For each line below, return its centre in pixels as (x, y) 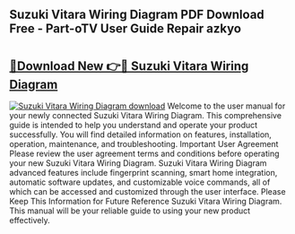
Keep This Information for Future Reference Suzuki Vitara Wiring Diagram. (146, 201)
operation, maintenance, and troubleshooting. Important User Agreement (144, 144)
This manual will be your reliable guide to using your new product (130, 211)
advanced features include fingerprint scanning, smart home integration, (143, 173)
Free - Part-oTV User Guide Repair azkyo (126, 29)
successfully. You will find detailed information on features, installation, (140, 134)
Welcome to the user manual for (226, 106)
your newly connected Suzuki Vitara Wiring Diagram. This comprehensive (146, 115)
